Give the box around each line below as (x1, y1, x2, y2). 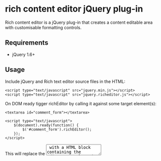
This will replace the (5, 150, 45, 156)
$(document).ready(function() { (14, 123, 79, 128)
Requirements (5, 39, 48, 47)
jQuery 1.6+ (12, 51, 35, 57)
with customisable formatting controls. (5, 24, 82, 30)
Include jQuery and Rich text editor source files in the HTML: (5, 79, 126, 84)
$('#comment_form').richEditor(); (22, 127, 92, 132)
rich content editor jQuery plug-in (5, 3, 144, 15)
